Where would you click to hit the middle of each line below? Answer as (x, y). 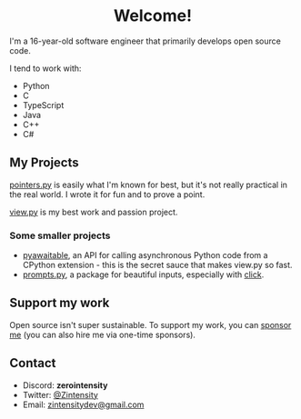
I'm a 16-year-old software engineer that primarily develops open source (145, 41)
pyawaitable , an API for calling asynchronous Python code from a (145, 255)
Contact (33, 363)
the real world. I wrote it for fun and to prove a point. (107, 194)
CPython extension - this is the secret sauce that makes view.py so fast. (157, 265)
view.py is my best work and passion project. (94, 212)
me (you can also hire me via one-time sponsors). (102, 334)
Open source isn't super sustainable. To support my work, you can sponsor (150, 324)
